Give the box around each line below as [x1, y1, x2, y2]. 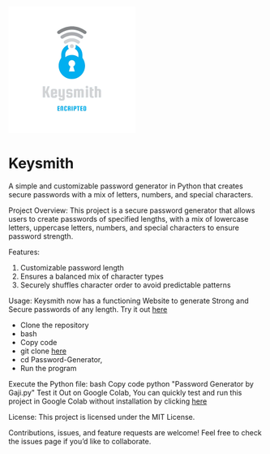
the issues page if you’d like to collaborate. [8, 436, 152, 446]
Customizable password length [19, 262, 124, 272]
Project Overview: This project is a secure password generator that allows [8, 205, 255, 215]
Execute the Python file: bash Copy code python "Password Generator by [8, 378, 254, 388]
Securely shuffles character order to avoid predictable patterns [19, 279, 231, 290]
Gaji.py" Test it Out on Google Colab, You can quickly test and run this [8, 387, 242, 397]
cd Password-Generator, [19, 354, 103, 364]
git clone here [19, 346, 67, 356]
